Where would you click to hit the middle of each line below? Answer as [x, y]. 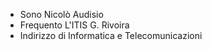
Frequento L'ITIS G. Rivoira [74, 25]
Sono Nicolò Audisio [61, 14]
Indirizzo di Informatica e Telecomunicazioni [111, 35]
